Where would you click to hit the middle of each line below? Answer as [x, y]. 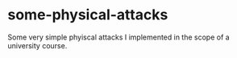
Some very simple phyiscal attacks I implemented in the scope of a [119, 37]
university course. [37, 45]
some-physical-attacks [88, 15]
